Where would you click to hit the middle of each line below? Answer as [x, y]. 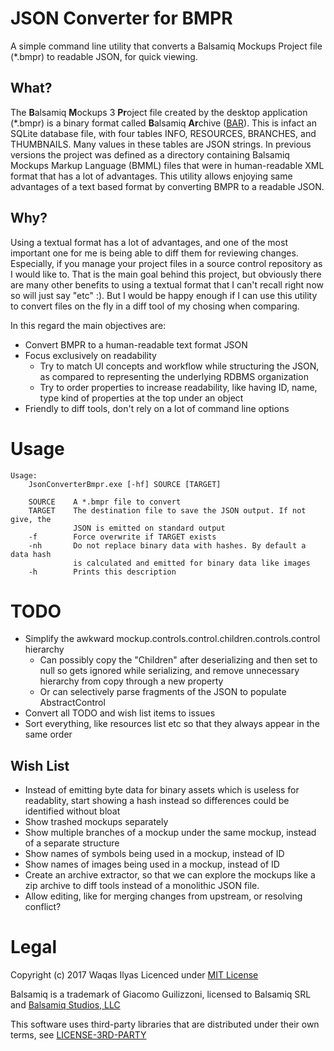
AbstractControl [72, 703]
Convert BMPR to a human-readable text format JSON [136, 344]
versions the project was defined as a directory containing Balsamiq [150, 154]
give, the [31, 519]
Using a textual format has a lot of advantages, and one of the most [149, 242]
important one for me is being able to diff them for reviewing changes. [154, 253]
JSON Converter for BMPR [121, 18]
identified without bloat [72, 811]
